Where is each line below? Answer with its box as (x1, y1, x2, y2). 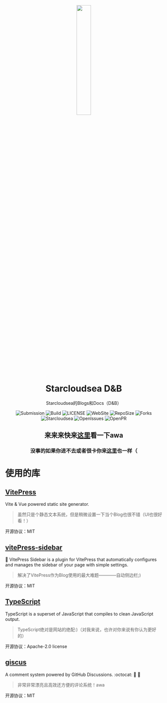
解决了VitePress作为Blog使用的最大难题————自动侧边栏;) (17, 572, 141, 578)
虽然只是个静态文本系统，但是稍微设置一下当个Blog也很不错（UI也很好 (17, 511, 163, 517)
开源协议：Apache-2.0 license (5, 643, 67, 649)
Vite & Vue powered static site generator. (5, 501, 90, 507)
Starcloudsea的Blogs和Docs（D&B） (46, 400, 122, 406)
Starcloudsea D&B (45, 383, 122, 394)
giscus (5, 658, 26, 667)
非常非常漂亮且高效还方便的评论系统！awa (17, 681, 105, 687)
